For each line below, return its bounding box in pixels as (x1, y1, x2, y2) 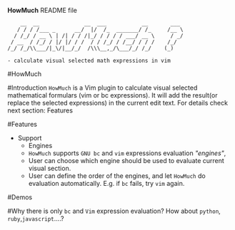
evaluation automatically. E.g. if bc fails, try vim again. (28, 179, 185, 187)
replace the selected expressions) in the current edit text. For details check (7, 99, 229, 107)
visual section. (28, 164, 71, 172)
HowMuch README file (7, 6, 77, 14)
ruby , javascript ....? (7, 214, 64, 223)
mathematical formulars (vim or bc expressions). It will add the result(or (7, 91, 218, 99)
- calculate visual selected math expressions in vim (7, 57, 171, 64)
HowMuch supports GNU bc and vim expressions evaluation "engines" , (28, 149, 226, 157)
